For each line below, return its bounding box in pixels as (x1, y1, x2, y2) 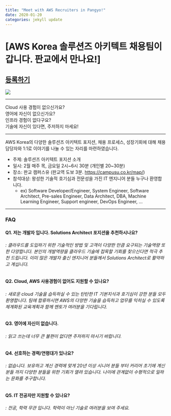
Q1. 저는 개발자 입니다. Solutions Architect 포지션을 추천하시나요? (5, 229, 138, 235)
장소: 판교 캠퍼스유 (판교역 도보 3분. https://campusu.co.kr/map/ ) (12, 169, 145, 176)
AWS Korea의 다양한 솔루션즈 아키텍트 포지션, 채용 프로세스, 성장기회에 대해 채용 (5, 139, 166, 145)
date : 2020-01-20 (5, 12, 42, 17)
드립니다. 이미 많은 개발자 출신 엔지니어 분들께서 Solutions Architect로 (10, 255, 151, 261)
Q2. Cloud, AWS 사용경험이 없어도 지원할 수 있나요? (5, 278, 109, 284)
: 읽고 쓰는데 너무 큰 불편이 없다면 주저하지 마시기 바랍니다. (5, 333, 122, 339)
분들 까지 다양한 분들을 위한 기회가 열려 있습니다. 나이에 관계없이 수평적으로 (5, 369, 155, 375)
